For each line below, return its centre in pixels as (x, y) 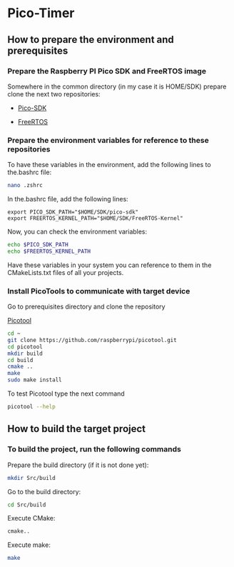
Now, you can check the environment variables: (77, 232)
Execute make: (29, 545)
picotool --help (31, 407)
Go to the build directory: (44, 491)
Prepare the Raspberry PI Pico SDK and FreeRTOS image (107, 71)
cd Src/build (27, 505)
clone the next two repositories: (54, 94)
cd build (20, 360)
